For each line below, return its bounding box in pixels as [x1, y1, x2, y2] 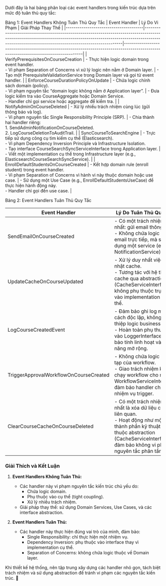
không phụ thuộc [114, 288, 154, 294]
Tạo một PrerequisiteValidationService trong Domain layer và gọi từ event [5, 72, 154, 78]
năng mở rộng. [114, 345, 148, 351]
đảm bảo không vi [114, 441, 156, 448]
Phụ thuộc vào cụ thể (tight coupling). [27, 494, 104, 500]
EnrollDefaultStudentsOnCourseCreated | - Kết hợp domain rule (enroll [5, 161, 149, 167]
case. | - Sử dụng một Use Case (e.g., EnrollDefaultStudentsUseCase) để [5, 177, 154, 183]
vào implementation [114, 293, 161, 300]
